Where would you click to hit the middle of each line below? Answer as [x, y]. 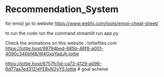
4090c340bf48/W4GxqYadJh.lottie [42, 54]
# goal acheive [93, 69]
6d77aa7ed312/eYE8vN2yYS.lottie [41, 69]
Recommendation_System [62, 9]
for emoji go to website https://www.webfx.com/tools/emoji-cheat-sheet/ [82, 23]
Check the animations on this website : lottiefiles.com [61, 43]
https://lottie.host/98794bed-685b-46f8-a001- [54, 48]
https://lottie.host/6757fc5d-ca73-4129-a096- [54, 63]
